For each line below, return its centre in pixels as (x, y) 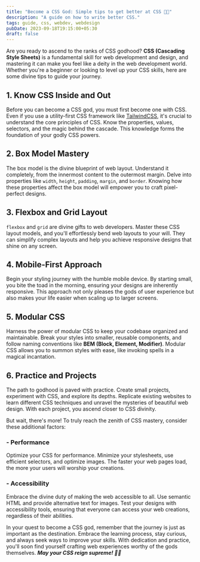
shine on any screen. (32, 246)
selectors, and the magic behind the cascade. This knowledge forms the (95, 129)
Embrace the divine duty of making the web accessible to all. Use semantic (99, 496)
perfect (15, 193)
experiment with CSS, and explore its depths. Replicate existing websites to (99, 396)
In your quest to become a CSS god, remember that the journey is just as (96, 527)
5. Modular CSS (36, 317)
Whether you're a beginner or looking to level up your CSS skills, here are (96, 70)
